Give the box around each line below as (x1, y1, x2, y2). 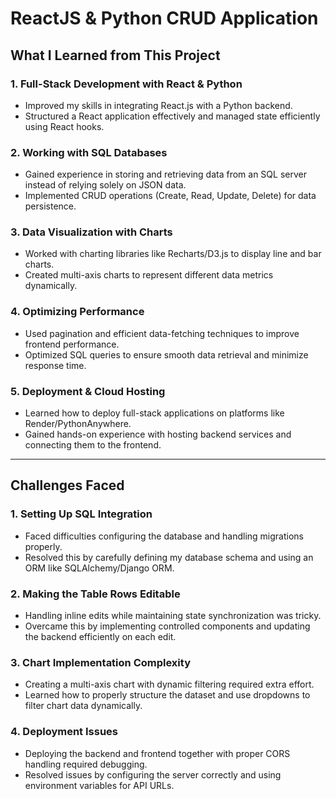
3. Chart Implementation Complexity (10, 655, 191, 669)
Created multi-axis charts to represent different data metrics (24, 269, 274, 281)
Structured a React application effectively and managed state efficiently (24, 110, 321, 122)
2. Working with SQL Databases (10, 145, 168, 159)
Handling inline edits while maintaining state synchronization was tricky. (24, 610, 322, 622)
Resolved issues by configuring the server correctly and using (24, 768, 282, 781)
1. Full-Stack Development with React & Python (10, 77, 243, 91)
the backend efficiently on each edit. (24, 631, 177, 643)
